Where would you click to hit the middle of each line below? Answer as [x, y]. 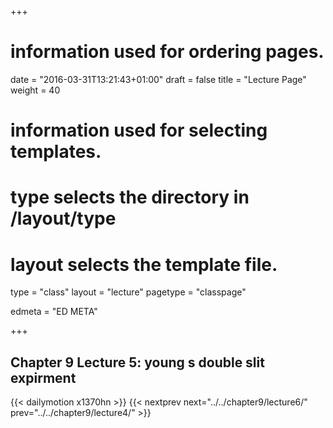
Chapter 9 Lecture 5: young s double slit [137, 362]
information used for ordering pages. [167, 52]
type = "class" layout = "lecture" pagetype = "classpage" [128, 292]
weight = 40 [35, 90]
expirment [43, 377]
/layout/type [63, 218]
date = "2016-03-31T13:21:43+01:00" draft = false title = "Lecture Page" [158, 79]
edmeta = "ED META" [54, 312]
